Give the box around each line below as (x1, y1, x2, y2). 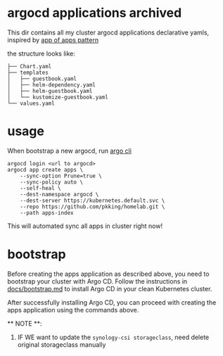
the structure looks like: (7, 49, 76, 58)
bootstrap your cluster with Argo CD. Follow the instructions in (7, 276, 188, 286)
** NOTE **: (7, 319, 42, 328)
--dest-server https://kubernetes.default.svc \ (20, 197, 165, 204)
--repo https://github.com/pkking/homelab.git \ (20, 203, 165, 210)
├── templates (7, 69, 49, 76)
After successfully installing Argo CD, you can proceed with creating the (7, 298, 217, 307)
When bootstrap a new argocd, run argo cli (7, 146, 132, 155)
